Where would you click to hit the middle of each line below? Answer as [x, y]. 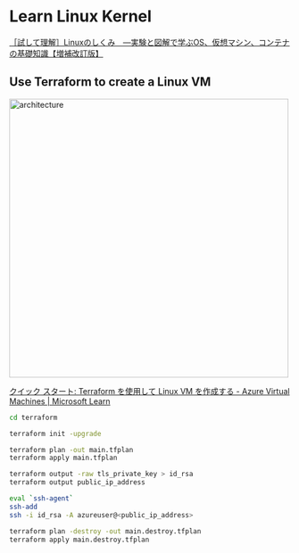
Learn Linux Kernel [80, 17]
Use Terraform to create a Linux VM [110, 82]
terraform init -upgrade [55, 433]
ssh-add [24, 507]
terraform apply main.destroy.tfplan [79, 540]
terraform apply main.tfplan [63, 458]
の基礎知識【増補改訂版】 [56, 53]
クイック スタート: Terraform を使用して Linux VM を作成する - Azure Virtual [149, 391]
